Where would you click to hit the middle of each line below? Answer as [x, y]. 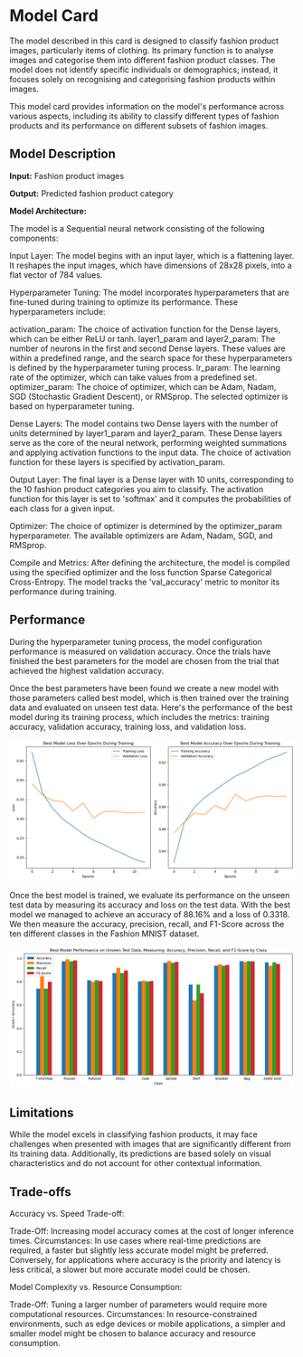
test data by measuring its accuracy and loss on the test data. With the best [150, 905]
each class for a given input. [62, 508]
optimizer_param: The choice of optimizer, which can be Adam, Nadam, [143, 386]
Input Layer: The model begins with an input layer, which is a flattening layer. [152, 255]
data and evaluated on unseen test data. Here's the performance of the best [151, 707]
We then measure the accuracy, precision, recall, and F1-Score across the [147, 924]
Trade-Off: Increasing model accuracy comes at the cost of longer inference [151, 1231]
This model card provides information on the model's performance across [147, 106]
